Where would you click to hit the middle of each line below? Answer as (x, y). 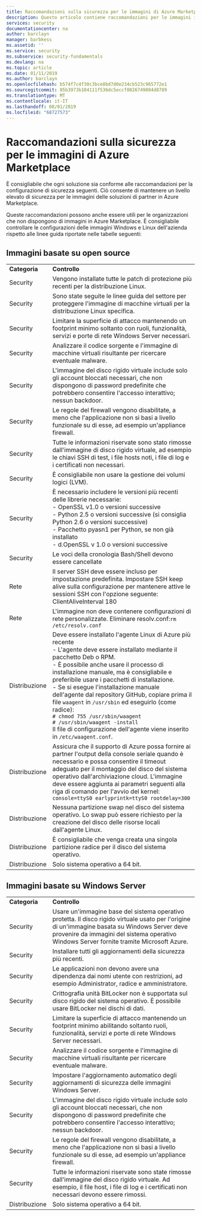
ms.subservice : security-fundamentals (54, 56)
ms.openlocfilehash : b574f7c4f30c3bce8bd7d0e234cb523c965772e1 (87, 85)
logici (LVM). (70, 482)
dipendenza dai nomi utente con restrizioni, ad (117, 976)
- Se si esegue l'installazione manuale (106, 687)
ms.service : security (33, 51)
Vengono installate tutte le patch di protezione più (122, 279)
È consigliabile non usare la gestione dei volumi (119, 475)
